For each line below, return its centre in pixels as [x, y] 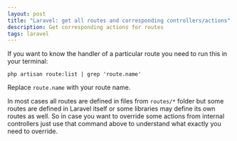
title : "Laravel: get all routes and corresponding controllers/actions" [119, 21]
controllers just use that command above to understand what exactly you [115, 124]
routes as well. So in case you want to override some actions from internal [116, 116]
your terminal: [28, 62]
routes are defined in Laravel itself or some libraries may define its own [111, 109]
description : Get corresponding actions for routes [85, 27]
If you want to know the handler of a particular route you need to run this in [117, 54]
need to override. [33, 131]
